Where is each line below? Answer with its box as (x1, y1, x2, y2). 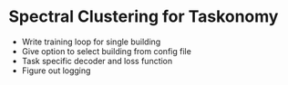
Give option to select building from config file (21, 45, 192, 56)
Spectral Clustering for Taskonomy (8, 6, 279, 27)
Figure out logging (21, 65, 91, 76)
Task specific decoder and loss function (21, 55, 173, 66)
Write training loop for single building (21, 36, 161, 47)
